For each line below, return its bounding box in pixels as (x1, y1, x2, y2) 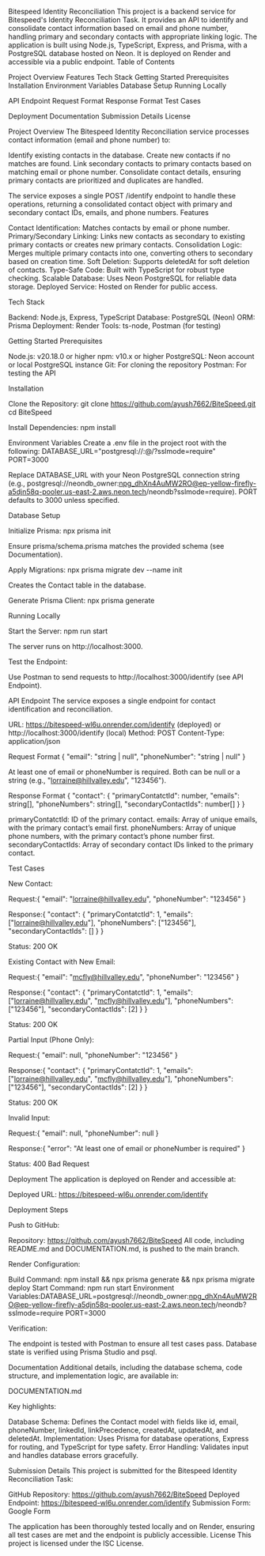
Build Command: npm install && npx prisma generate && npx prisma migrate (8, 1275, 256, 1284)
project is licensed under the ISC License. (8, 1539, 144, 1548)
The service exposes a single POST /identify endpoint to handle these (8, 191, 236, 200)
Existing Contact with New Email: (8, 957, 116, 966)
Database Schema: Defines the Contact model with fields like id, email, (8, 1417, 239, 1426)
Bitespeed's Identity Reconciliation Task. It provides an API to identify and (8, 15, 248, 25)
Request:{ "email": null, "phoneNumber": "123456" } (8, 1051, 178, 1059)
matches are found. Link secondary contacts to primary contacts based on (8, 159, 252, 168)
